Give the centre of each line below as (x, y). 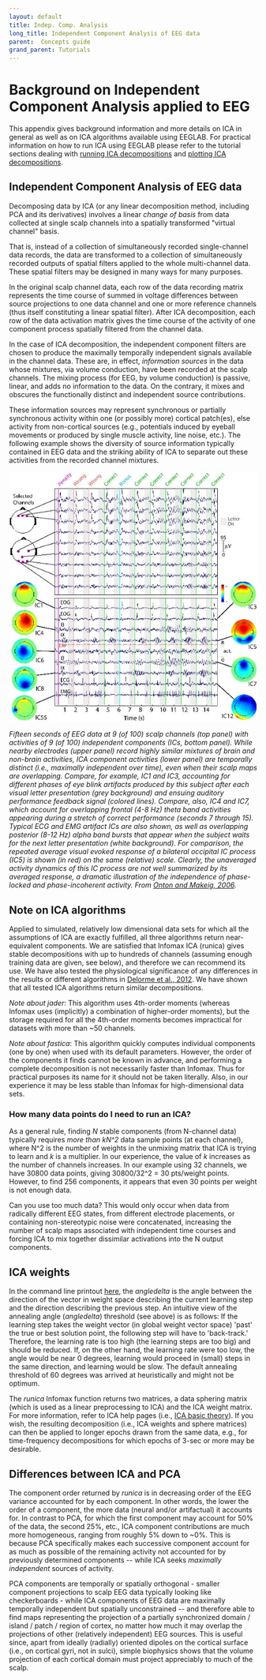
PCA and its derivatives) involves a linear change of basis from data (119, 214)
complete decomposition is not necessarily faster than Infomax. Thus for (127, 1069)
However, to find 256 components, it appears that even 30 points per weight (133, 1182)
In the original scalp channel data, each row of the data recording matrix (126, 287)
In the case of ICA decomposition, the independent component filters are (128, 344)
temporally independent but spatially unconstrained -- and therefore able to (132, 1609)
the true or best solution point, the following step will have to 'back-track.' (129, 1333)
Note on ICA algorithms (67, 910)
